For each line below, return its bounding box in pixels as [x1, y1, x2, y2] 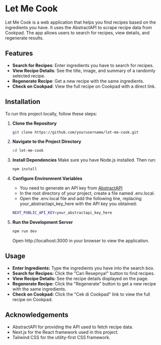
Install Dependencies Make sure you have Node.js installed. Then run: [12, 157, 157, 163]
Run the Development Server [12, 219, 73, 225]
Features [5, 49, 33, 58]
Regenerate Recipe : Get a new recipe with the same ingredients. [12, 78, 144, 84]
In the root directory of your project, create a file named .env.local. [19, 190, 155, 196]
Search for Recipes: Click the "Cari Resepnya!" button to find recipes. [12, 270, 155, 276]
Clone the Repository [12, 120, 57, 126]
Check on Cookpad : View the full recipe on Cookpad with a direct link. [12, 83, 157, 89]
